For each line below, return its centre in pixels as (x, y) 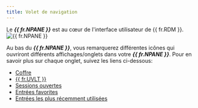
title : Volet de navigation (42, 12)
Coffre (23, 72)
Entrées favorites (37, 92)
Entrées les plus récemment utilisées (61, 98)
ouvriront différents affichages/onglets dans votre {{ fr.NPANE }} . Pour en (99, 54)
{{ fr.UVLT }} (31, 79)
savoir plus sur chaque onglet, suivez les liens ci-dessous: (80, 60)
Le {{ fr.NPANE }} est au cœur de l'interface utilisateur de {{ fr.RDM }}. (95, 29)
